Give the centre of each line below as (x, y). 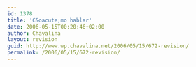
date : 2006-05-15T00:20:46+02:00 (56, 27)
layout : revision (33, 40)
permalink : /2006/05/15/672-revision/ (64, 53)
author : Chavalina (34, 33)
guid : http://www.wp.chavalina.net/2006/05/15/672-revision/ (98, 46)
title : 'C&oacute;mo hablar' (50, 20)
